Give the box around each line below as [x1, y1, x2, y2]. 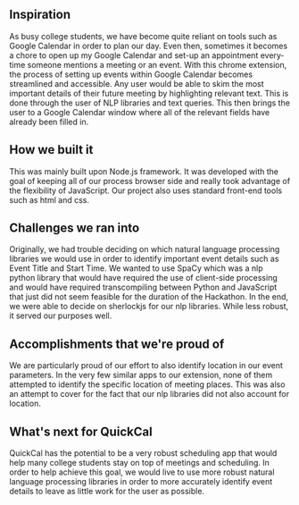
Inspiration [9, 7, 71, 22]
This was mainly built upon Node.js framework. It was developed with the [9, 165, 279, 177]
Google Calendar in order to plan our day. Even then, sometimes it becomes [9, 40, 288, 51]
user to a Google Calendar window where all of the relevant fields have [9, 106, 270, 117]
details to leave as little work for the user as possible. [9, 486, 205, 497]
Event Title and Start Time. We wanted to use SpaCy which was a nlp [9, 263, 263, 274]
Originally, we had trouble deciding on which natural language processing [9, 244, 280, 255]
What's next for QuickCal [9, 424, 154, 439]
